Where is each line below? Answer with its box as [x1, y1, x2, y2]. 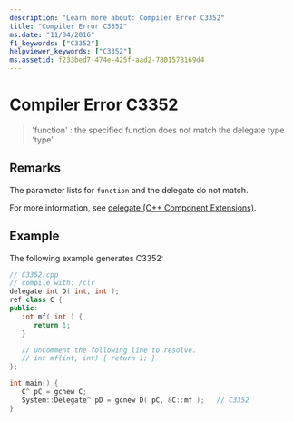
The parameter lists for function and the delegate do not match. [9, 184, 249, 195]
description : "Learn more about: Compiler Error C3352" [9, 13, 225, 23]
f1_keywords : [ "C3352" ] [9, 38, 100, 48]
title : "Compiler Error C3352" [9, 22, 128, 31]
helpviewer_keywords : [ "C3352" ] [9, 47, 132, 56]
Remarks [9, 161, 62, 176]
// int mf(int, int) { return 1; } [21, 354, 156, 363]
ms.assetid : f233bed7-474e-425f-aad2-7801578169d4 [9, 55, 205, 64]
